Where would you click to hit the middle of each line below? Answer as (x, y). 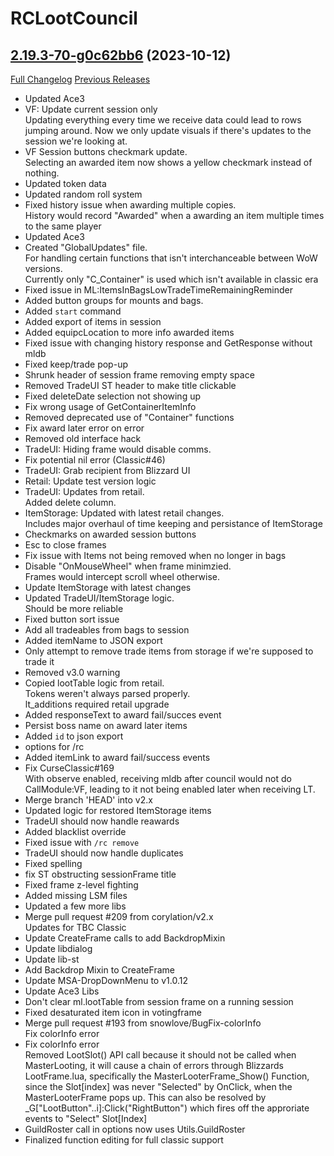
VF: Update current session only (91, 109)
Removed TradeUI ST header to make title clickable (130, 385)
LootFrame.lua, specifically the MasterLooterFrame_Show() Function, (167, 1076)
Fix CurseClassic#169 (69, 768)
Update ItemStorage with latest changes (108, 587)
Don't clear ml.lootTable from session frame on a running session (159, 1001)
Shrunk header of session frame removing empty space (139, 375)
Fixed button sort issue (72, 619)
